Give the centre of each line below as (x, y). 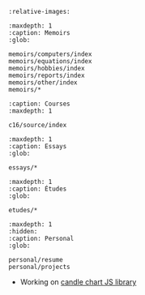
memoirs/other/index (43, 83)
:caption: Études (38, 189)
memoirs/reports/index (47, 75)
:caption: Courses (39, 104)
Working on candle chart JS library (78, 282)
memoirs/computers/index (50, 54)
